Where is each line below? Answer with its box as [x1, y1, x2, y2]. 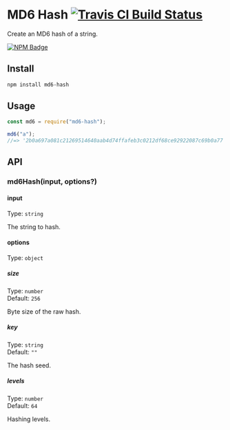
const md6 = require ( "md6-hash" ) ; [7, 118, 107, 125]
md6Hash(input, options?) [7, 177, 98, 186]
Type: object [7, 253, 43, 261]
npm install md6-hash [7, 81, 70, 88]
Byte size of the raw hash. [7, 307, 81, 316]
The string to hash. [7, 222, 61, 230]
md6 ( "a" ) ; [7, 131, 36, 138]
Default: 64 [7, 401, 38, 409]
